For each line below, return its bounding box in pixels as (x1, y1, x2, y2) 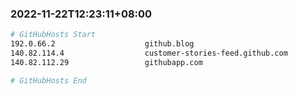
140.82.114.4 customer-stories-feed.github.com (10, 48, 288, 59)
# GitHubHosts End (10, 75, 87, 86)
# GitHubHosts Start (10, 30, 97, 40)
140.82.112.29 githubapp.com (10, 57, 203, 67)
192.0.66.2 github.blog (10, 39, 195, 49)
